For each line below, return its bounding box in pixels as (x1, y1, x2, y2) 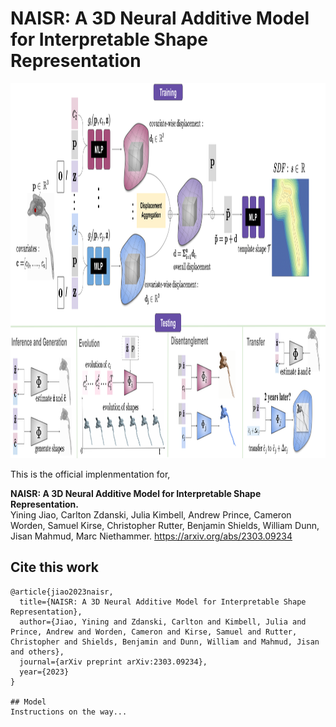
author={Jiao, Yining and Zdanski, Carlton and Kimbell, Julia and (19, 617, 307, 627)
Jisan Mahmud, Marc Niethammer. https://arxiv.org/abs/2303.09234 (10, 530, 293, 542)
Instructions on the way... (10, 707, 128, 717)
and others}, (10, 647, 65, 657)
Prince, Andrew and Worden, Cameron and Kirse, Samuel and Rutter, (10, 627, 298, 637)
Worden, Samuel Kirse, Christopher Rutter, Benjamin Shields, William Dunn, (10, 519, 320, 531)
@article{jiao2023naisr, (10, 587, 114, 597)
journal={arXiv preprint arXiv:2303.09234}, (19, 657, 208, 667)
